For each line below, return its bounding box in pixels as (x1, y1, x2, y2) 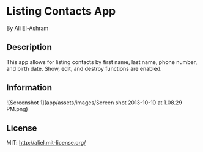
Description (6, 42, 52, 52)
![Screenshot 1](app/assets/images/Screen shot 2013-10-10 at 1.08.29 (6, 99, 182, 106)
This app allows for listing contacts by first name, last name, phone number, (6, 58, 197, 65)
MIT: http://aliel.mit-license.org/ (6, 139, 86, 147)
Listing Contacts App (6, 4, 116, 18)
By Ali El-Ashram (6, 24, 49, 32)
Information (6, 82, 53, 93)
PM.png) (6, 105, 29, 112)
